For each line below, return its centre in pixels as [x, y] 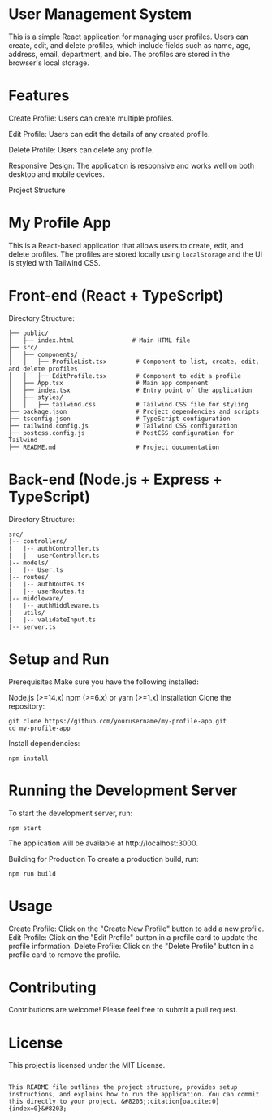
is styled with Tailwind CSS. [55, 262]
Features [39, 96]
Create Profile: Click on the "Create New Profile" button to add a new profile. [136, 929]
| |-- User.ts [36, 570]
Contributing [52, 987]
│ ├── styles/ [36, 397]
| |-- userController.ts [54, 556]
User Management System [100, 14]
